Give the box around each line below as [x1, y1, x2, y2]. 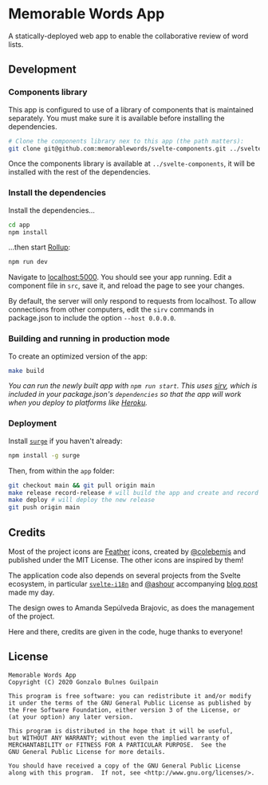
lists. [8, 39, 24, 49]
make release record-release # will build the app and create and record [8, 489, 259, 497]
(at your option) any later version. [8, 712, 134, 721]
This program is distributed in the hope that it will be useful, [8, 727, 234, 735]
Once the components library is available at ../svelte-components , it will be [8, 159, 255, 168]
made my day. [8, 587, 55, 597]
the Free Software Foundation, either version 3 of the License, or [8, 706, 241, 714]
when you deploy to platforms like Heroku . [8, 398, 148, 407]
